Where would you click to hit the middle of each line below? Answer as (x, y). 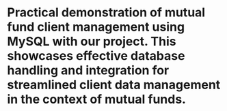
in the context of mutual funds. (97, 99)
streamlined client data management (114, 85)
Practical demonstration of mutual (106, 13)
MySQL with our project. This (92, 42)
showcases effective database (96, 56)
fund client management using (96, 27)
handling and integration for (88, 70)
